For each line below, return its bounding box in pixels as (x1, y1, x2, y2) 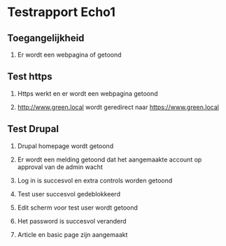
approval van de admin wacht (17, 162, 103, 171)
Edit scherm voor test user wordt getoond (17, 203, 139, 212)
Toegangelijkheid (7, 32, 85, 44)
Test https (7, 71, 52, 82)
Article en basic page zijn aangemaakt (17, 230, 128, 238)
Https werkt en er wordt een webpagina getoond (17, 89, 159, 98)
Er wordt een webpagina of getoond (17, 50, 122, 59)
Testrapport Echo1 (7, 4, 115, 20)
